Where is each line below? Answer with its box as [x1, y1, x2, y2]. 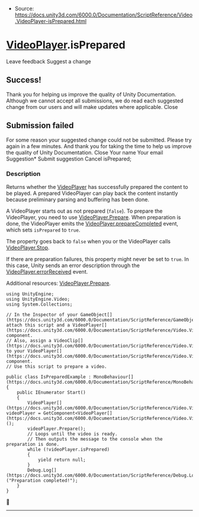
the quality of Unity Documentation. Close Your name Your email [6, 149, 163, 156]
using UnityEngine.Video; [6, 296, 70, 302]
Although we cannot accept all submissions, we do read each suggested [6, 97, 184, 104]
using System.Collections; [6, 301, 73, 307]
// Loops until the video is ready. [27, 431, 118, 437]
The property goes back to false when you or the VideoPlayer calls [6, 237, 171, 245]
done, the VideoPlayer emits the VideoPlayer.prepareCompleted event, [6, 220, 179, 227]
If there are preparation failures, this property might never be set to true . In [6, 255, 190, 262]
